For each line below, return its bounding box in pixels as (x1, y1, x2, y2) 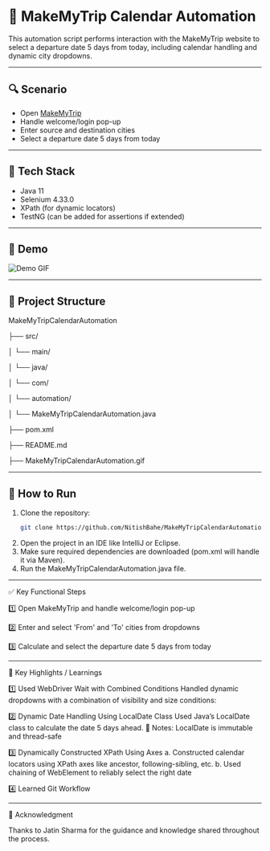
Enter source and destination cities (19, 125, 135, 135)
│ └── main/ (8, 347, 51, 357)
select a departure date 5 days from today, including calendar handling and (8, 42, 257, 51)
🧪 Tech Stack (8, 165, 76, 178)
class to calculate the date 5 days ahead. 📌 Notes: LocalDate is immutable (8, 722, 253, 732)
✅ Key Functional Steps (8, 587, 87, 596)
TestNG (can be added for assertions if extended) (19, 211, 185, 221)
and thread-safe (8, 731, 62, 741)
